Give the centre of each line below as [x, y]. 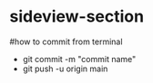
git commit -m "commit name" [79, 59]
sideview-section [76, 17]
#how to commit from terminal [66, 41]
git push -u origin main [65, 69]
